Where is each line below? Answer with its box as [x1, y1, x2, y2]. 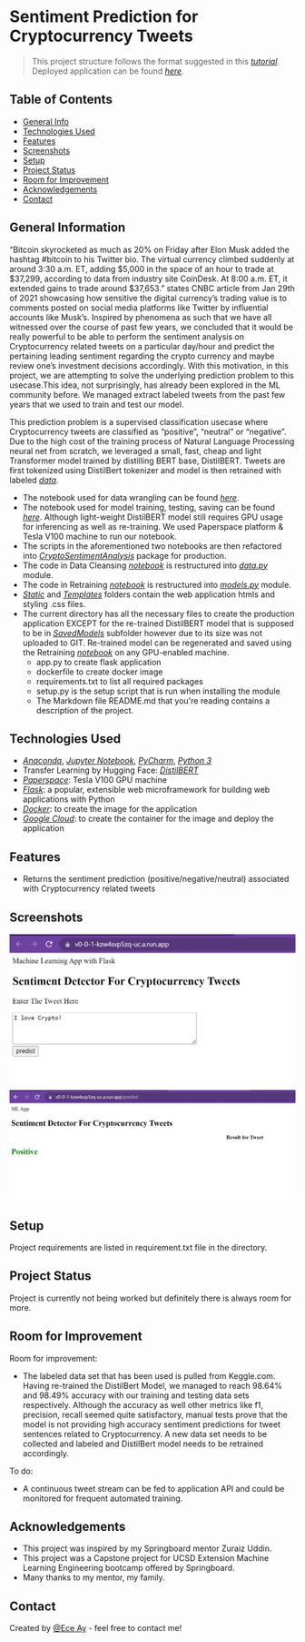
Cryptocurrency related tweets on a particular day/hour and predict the [9, 340, 275, 351]
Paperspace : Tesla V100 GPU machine [22, 775, 168, 786]
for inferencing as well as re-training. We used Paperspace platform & [22, 521, 284, 532]
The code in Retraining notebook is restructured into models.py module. [22, 579, 292, 590]
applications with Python [22, 794, 115, 805]
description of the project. [35, 704, 134, 715]
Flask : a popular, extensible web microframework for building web [22, 785, 271, 796]
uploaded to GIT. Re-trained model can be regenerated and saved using [22, 637, 292, 648]
